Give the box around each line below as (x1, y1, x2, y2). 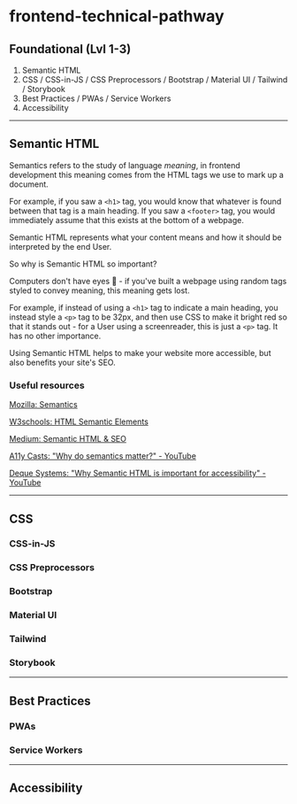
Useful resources (9, 379, 86, 391)
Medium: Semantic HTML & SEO (9, 434, 126, 445)
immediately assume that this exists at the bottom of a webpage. (9, 214, 245, 225)
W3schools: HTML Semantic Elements (9, 416, 148, 427)
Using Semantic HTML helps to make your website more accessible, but (9, 347, 271, 358)
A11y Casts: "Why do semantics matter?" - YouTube (9, 451, 197, 461)
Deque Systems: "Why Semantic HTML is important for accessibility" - (9, 468, 267, 479)
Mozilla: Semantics (9, 399, 78, 410)
